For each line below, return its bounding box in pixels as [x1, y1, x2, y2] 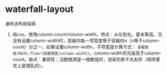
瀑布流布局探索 [5, 20, 36, 26]
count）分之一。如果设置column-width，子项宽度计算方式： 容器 [12, 43, 145, 49]
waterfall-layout [5, 3, 74, 15]
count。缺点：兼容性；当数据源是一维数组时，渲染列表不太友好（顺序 [12, 56, 156, 62]
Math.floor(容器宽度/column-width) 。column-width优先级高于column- [18, 50, 161, 56]
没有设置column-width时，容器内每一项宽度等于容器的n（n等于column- [12, 37, 160, 43]
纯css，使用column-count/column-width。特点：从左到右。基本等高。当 [12, 31, 162, 37]
